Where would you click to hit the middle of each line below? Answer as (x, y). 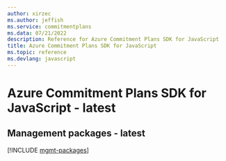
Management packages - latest (76, 134)
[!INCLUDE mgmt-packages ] (48, 150)
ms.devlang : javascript (42, 59)
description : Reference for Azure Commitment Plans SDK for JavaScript (113, 40)
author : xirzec (29, 14)
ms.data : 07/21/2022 (37, 33)
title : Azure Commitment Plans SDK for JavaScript (82, 46)
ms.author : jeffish (35, 20)
